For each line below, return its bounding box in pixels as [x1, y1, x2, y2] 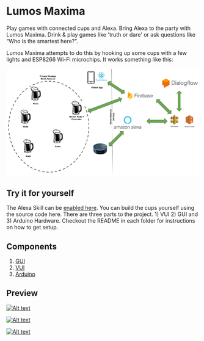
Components [6, 241, 57, 251]
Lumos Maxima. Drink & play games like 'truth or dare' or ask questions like [6, 31, 195, 38]
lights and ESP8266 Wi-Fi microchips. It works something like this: [6, 56, 173, 63]
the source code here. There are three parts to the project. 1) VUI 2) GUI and [6, 210, 199, 218]
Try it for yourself [6, 188, 75, 198]
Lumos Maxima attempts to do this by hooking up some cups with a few [6, 49, 188, 56]
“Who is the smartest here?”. [6, 37, 78, 45]
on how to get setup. [6, 224, 59, 231]
